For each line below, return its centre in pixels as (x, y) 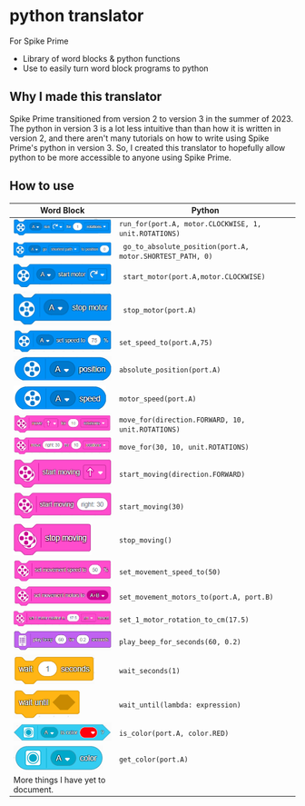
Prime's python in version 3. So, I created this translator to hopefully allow (148, 147)
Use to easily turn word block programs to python (115, 68)
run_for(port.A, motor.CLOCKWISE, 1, (190, 224)
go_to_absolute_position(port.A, (186, 246)
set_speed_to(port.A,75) (166, 343)
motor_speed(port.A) (158, 399)
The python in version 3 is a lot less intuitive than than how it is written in (145, 128)
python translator (77, 16)
